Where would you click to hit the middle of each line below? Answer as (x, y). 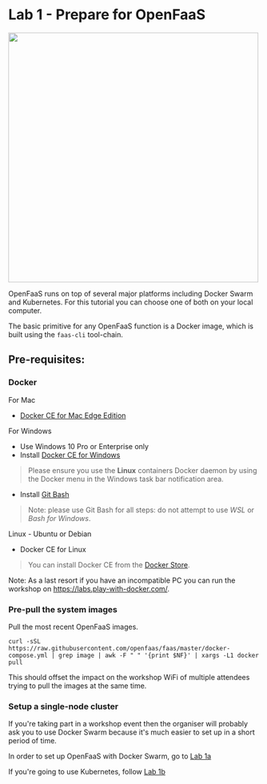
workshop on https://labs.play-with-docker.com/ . (89, 588)
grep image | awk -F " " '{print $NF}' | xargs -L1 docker (159, 655)
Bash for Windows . (59, 518)
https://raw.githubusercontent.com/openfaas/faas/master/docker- (119, 648)
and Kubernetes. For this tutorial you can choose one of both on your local (131, 302)
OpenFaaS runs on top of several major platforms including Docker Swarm (131, 293)
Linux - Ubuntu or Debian (50, 534)
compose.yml (28, 655)
